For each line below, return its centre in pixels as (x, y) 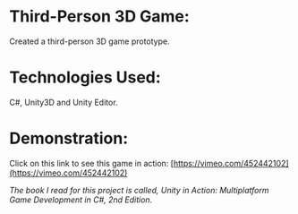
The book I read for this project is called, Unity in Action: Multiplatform (139, 190)
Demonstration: (69, 138)
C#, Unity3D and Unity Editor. (64, 102)
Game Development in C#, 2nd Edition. (81, 200)
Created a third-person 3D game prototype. (89, 41)
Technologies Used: (85, 77)
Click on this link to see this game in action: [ (92, 163)
